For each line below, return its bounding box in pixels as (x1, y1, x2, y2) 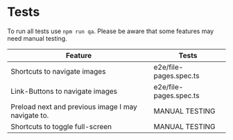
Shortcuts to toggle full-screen (10, 121, 112, 131)
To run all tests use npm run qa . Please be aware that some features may (7, 27, 214, 35)
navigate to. (10, 110, 49, 120)
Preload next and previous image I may (10, 101, 137, 111)
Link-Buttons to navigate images (10, 86, 118, 96)
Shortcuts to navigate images (10, 66, 106, 76)
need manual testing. (7, 34, 67, 42)
